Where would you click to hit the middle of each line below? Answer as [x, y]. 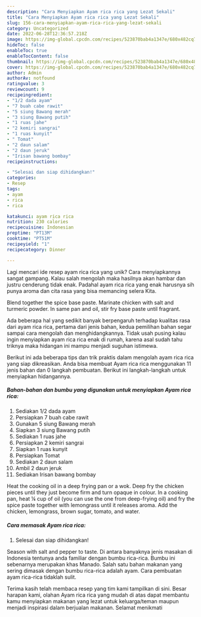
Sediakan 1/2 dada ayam [46, 411]
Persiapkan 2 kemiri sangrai [50, 443]
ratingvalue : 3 [26, 84]
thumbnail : [20, 61]
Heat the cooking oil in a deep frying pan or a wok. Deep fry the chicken [95, 486]
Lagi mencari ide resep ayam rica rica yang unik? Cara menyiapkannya [94, 272]
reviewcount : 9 [26, 90]
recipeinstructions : [33, 162]
